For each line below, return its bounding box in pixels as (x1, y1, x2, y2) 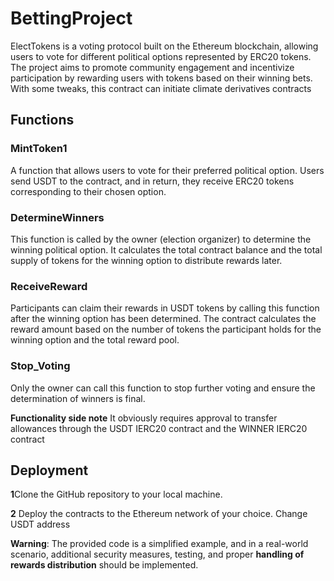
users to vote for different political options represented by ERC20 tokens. (10, 50, 312, 62)
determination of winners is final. (10, 392, 146, 404)
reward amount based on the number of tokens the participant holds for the (10, 323, 322, 336)
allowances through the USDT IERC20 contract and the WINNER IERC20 (10, 422, 308, 434)
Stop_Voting (10, 359, 71, 373)
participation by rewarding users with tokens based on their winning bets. (10, 72, 313, 84)
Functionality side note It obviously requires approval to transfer (10, 412, 278, 424)
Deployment (10, 462, 89, 479)
